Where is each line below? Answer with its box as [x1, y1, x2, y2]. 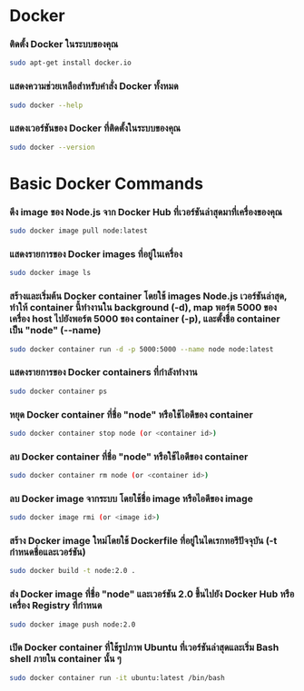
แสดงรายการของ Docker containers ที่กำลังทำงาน [9, 366, 198, 379]
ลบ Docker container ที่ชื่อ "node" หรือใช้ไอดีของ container [9, 450, 249, 463]
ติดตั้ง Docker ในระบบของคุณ [9, 38, 119, 51]
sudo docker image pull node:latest [9, 226, 148, 236]
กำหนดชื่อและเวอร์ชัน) [9, 546, 86, 558]
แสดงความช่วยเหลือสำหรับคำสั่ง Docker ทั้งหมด [9, 80, 179, 93]
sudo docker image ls [9, 269, 92, 278]
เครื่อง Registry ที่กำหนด [9, 599, 103, 612]
